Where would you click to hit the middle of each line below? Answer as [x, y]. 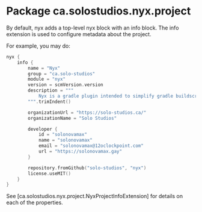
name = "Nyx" [44, 68]
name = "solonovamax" [66, 140]
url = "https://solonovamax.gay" [80, 152]
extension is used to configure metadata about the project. [79, 34]
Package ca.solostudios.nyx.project [99, 11]
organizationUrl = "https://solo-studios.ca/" [87, 113]
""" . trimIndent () [49, 101]
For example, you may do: [38, 46]
